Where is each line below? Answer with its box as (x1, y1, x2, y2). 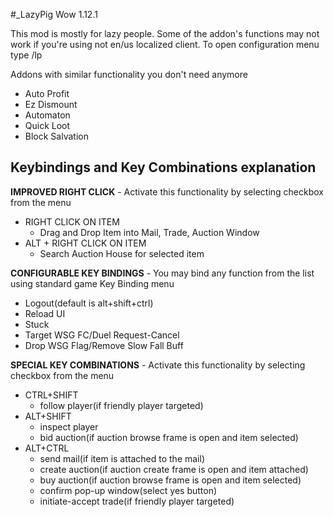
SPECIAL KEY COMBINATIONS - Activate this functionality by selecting (10, 359, 306, 371)
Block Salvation (24, 130, 89, 142)
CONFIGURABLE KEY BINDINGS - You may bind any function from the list (10, 267, 315, 279)
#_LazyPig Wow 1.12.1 (10, 9, 98, 20)
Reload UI (24, 307, 66, 319)
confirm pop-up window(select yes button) (39, 484, 218, 496)
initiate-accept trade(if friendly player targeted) (39, 495, 235, 507)
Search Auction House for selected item (39, 247, 205, 259)
